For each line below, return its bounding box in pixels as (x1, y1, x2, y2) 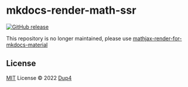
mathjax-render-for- (133, 35, 183, 42)
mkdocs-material (6, 41, 48, 48)
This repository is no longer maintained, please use (6, 35, 132, 42)
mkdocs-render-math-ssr (6, 4, 137, 17)
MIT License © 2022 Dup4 (6, 74, 72, 81)
